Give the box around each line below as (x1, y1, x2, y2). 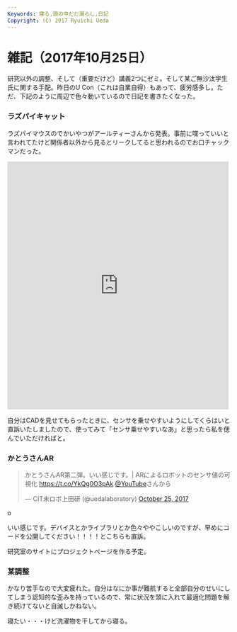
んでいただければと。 (7, 434, 69, 442)
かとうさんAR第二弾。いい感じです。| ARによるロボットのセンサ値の (24, 470, 224, 479)
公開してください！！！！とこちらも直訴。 (25, 532, 150, 541)
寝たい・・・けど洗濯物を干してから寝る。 (7, 617, 132, 626)
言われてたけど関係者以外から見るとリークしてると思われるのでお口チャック (7, 137, 230, 146)
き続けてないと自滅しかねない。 (7, 602, 100, 610)
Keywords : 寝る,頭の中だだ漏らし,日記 (7, 10, 109, 18)
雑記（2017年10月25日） (7, 50, 152, 66)
